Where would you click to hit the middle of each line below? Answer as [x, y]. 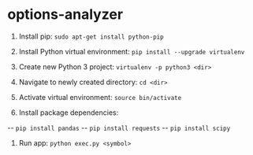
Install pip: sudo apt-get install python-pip [91, 36]
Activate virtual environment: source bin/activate [100, 97]
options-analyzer [65, 15]
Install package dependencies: [69, 113]
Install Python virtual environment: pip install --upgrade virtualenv [132, 51]
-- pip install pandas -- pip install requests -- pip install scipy [119, 127]
